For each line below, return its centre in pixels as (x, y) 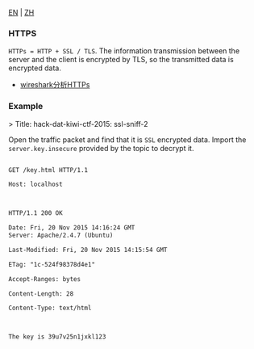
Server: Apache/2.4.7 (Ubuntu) (61, 235)
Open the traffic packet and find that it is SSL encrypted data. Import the (127, 139)
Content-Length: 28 (41, 294)
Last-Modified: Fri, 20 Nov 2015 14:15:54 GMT (88, 250)
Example (26, 107)
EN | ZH (21, 13)
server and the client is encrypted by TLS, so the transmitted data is (121, 60)
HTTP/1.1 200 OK (35, 213)
